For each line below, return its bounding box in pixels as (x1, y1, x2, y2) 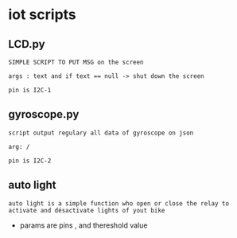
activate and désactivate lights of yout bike (8, 206, 165, 214)
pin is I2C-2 (8, 157, 52, 165)
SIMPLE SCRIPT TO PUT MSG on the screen (8, 58, 145, 66)
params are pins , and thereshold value (19, 220, 148, 230)
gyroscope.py (8, 107, 80, 121)
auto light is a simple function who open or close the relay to (8, 199, 229, 208)
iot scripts (8, 6, 77, 24)
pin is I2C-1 (8, 86, 52, 94)
